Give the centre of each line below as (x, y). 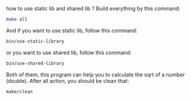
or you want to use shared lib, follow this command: (69, 52)
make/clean (19, 91)
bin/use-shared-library (35, 63)
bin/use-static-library (35, 41)
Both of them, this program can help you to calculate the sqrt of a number (95, 74)
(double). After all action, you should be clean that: (67, 81)
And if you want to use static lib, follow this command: (72, 30)
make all (17, 19)
